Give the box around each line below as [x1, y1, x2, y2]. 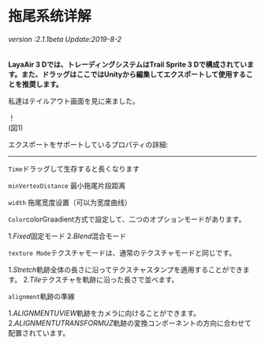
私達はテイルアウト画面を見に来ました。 [8, 97, 140, 106]
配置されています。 [8, 328, 70, 338]
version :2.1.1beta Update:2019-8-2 [8, 34, 122, 44]
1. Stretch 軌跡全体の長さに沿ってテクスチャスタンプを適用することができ [8, 265, 243, 275]
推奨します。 [21, 80, 63, 89]
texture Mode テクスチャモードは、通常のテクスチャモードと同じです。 [8, 248, 237, 258]
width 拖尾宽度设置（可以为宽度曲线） [8, 198, 132, 207]
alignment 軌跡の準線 [8, 292, 75, 301]
